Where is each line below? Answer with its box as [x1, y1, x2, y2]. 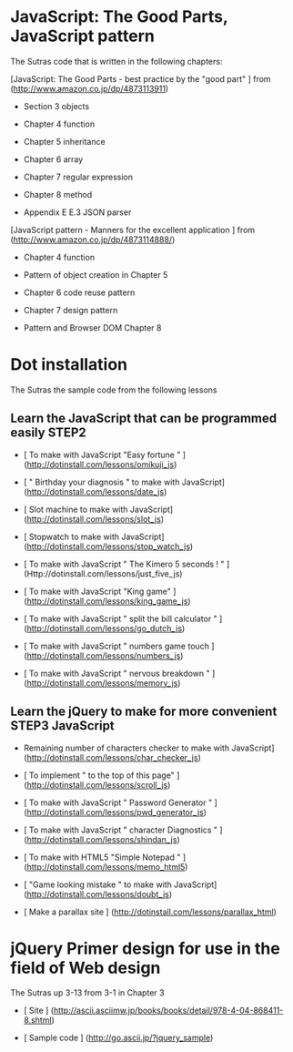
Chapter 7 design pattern [23, 304, 118, 315]
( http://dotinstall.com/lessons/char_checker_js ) [23, 751, 201, 762]
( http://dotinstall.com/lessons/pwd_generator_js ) [23, 806, 207, 817]
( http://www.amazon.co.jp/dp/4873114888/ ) [10, 234, 176, 245]
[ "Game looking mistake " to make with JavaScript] [23, 879, 217, 890]
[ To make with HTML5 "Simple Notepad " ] [23, 852, 187, 863]
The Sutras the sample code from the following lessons [10, 384, 217, 395]
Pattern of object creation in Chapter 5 [23, 269, 168, 280]
